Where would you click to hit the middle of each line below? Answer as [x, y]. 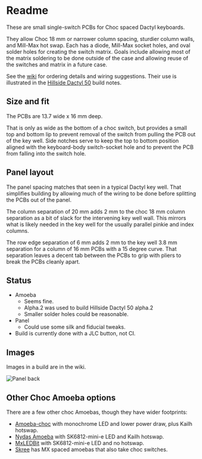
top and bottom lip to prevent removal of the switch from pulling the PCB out [101, 134]
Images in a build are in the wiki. [46, 367]
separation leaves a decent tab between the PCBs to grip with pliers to [94, 255]
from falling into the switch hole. [46, 153]
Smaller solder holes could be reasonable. [76, 314]
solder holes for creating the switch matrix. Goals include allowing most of [99, 51]
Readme [27, 11]
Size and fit [28, 102]
